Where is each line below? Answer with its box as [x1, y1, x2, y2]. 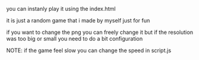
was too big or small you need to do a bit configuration [6, 35, 143, 42]
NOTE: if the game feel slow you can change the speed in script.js [6, 47, 172, 54]
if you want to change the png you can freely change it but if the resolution [6, 28, 194, 36]
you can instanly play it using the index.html [6, 5, 116, 12]
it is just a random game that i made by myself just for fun [6, 17, 150, 24]
